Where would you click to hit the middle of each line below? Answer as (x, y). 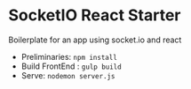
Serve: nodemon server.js (68, 75)
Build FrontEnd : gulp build (71, 66)
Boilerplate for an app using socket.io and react (95, 40)
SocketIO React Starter (95, 15)
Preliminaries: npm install (69, 56)
